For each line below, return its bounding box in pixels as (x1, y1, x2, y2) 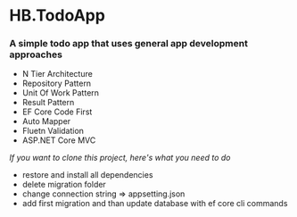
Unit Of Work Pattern (21, 88, 100, 98)
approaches (9, 48, 62, 61)
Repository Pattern (21, 78, 92, 89)
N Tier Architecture (21, 69, 94, 79)
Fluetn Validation (21, 126, 85, 137)
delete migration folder (21, 179, 107, 190)
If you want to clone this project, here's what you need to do (9, 153, 231, 163)
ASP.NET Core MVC (21, 135, 96, 146)
